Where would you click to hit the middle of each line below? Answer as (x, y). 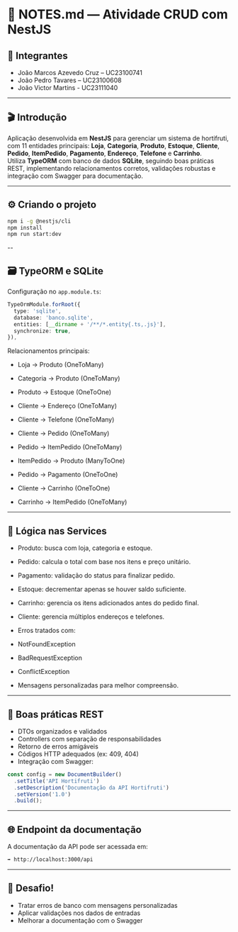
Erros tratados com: (46, 631)
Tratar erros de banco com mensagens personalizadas (98, 905)
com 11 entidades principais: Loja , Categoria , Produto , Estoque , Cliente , (113, 145)
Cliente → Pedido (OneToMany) (63, 433)
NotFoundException (46, 644)
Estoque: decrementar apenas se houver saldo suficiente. (102, 589)
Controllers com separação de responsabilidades (89, 739)
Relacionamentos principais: (49, 351)
